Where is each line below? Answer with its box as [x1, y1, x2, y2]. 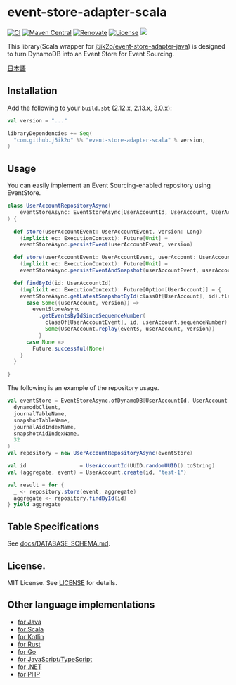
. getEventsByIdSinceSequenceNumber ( [38, 313, 146, 320]
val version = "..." [7, 117, 68, 124]
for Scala [17, 624, 44, 634]
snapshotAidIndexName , [13, 430, 80, 437]
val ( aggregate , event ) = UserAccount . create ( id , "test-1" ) [7, 469, 188, 476]
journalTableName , [13, 410, 68, 417]
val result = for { [7, 482, 65, 489]
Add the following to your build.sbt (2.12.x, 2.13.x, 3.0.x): [7, 103, 172, 112]
